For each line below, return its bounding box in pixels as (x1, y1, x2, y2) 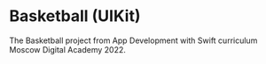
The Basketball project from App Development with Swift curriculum (9, 35, 258, 46)
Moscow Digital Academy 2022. (9, 44, 127, 54)
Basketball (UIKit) (9, 6, 141, 26)
